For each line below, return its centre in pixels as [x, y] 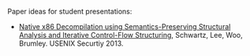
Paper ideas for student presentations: [70, 11]
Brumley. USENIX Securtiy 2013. [71, 43]
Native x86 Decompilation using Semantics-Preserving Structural [125, 26]
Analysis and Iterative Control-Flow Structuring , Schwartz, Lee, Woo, [131, 35]
